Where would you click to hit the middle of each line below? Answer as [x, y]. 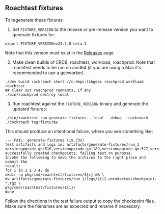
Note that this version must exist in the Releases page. [60, 53]
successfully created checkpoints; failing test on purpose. [69, 153]
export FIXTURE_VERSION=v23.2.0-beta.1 [46, 44]
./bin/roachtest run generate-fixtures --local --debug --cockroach [77, 118]
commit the [16, 161]
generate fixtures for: [34, 34]
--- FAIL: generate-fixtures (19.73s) [45, 140]
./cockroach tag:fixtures [31, 122]
